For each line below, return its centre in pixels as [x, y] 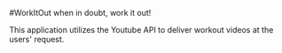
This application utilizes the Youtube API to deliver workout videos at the [141, 30]
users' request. [37, 39]
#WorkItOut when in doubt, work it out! [80, 13]
